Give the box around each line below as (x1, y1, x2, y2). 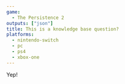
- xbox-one (12, 54, 40, 60)
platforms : (6, 32, 34, 38)
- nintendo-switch (12, 37, 59, 43)
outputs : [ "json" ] (6, 20, 53, 26)
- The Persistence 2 (12, 15, 64, 21)
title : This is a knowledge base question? (6, 26, 119, 32)
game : (6, 9, 20, 15)
